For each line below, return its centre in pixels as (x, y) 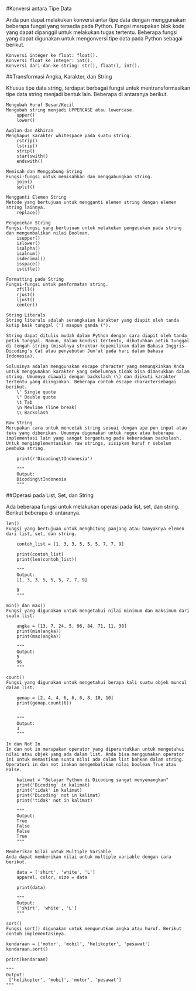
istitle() (29, 269)
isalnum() (29, 254)
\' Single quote (37, 392)
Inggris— (176, 346)
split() (26, 187)
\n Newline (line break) (47, 407)
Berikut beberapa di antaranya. (43, 513)
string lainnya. (26, 207)
